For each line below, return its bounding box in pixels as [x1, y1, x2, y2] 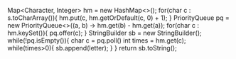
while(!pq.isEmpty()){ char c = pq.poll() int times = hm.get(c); [7, 36, 186, 45]
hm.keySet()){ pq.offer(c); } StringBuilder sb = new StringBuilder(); [7, 28, 202, 37]
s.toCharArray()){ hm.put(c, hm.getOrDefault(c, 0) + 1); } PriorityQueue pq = [7, 14, 230, 22]
